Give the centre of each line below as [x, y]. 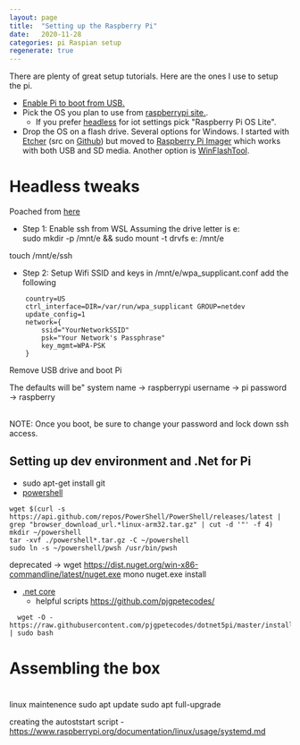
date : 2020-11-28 [46, 34]
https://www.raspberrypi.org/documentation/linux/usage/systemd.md [137, 732]
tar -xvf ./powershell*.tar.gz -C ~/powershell [100, 540]
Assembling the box [85, 669]
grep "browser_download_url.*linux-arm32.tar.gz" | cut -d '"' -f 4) [142, 524]
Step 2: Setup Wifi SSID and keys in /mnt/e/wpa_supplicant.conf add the [155, 273]
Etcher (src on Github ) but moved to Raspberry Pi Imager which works [151, 141]
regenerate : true [42, 51]
